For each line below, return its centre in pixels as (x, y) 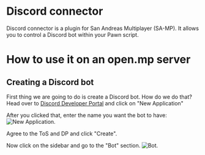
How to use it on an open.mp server (99, 60)
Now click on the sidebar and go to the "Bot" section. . (82, 145)
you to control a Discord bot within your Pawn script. (73, 34)
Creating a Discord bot (50, 82)
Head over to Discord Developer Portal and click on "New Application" (95, 103)
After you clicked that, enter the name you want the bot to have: (87, 115)
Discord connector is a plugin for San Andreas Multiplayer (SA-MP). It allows (102, 28)
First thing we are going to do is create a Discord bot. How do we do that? (99, 97)
